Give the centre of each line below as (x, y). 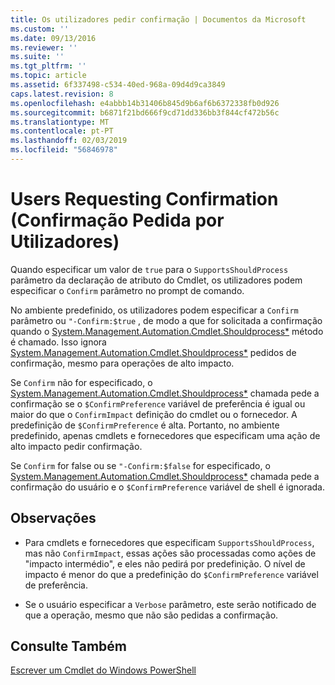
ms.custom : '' (40, 29)
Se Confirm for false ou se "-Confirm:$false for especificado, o (140, 465)
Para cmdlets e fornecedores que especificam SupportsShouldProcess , (169, 542)
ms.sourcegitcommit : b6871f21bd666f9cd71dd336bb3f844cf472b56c (145, 112)
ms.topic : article (48, 76)
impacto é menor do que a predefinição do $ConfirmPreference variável (171, 574)
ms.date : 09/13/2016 (53, 38)
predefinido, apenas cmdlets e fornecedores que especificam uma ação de (165, 435)
